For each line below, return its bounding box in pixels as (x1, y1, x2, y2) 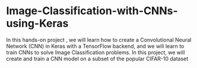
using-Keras (6, 17, 69, 30)
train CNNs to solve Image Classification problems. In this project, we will (6, 48, 185, 56)
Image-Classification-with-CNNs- (6, 4, 178, 18)
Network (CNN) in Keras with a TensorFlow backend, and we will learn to (6, 43, 185, 50)
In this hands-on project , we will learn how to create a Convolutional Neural (6, 36, 192, 43)
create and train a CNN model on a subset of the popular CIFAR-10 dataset (6, 55, 189, 62)
